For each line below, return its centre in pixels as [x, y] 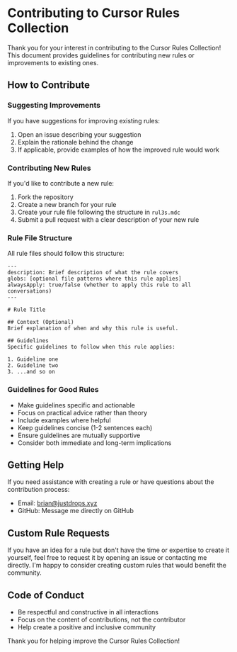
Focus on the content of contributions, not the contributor [102, 619]
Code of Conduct [46, 595]
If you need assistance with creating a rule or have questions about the [111, 482]
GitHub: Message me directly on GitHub [76, 511]
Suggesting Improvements [54, 106]
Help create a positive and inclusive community [87, 627]
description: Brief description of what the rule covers [93, 273]
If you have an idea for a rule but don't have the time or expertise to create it [118, 550]
